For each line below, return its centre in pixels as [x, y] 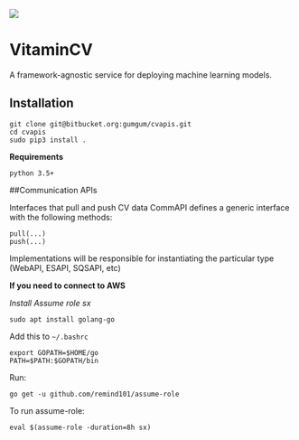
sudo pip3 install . [48, 140]
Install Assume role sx [51, 303]
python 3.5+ [32, 173]
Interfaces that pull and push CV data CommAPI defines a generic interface [150, 207]
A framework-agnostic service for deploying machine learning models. [141, 75]
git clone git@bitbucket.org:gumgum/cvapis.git [101, 124]
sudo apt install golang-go [62, 319]
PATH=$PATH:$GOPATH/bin [54, 360]
